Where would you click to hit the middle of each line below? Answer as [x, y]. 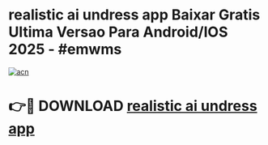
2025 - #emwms [65, 49]
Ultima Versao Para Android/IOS [118, 32]
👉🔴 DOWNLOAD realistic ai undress [133, 106]
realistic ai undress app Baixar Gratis [134, 15]
